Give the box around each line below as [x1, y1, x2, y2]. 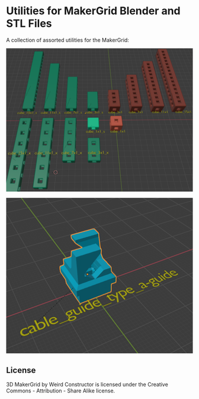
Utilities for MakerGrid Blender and [6, 4, 181, 18]
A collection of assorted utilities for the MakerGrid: [6, 36, 129, 43]
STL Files [6, 17, 52, 30]
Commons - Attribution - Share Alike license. [6, 387, 115, 394]
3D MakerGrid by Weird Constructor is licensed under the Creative [6, 381, 169, 388]
